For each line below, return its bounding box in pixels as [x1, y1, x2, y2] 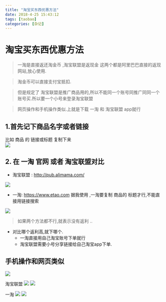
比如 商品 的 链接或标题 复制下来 [5, 136, 71, 142]
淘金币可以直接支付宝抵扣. [17, 78, 71, 85]
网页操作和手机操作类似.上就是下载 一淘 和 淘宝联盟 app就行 [17, 106, 141, 112]
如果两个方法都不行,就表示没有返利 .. [17, 218, 93, 224]
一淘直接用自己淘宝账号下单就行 [19, 234, 86, 240]
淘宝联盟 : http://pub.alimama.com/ [12, 171, 85, 177]
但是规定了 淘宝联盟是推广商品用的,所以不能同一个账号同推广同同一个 [17, 89, 160, 95]
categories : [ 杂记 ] [5, 21, 44, 26]
